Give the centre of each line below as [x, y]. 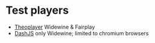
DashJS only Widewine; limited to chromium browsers [81, 33]
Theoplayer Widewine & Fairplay [55, 27]
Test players [37, 10]
